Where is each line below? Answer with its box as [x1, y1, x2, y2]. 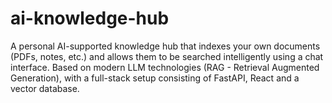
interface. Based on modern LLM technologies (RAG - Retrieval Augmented [10, 61, 320, 73]
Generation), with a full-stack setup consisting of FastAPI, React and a [10, 72, 300, 84]
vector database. [10, 82, 80, 94]
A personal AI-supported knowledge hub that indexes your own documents [10, 40, 321, 52]
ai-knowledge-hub [10, 7, 170, 30]
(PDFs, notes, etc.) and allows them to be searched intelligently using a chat [10, 50, 324, 62]
